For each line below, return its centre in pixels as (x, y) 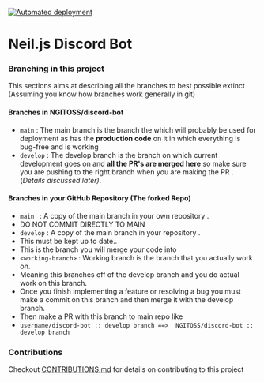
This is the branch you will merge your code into (98, 249)
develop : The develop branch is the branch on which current (119, 155)
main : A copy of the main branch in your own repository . (114, 215)
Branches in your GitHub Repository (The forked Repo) (100, 198)
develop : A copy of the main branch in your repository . (110, 232)
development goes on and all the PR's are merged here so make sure (133, 163)
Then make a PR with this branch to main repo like (101, 316)
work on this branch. (53, 283)
